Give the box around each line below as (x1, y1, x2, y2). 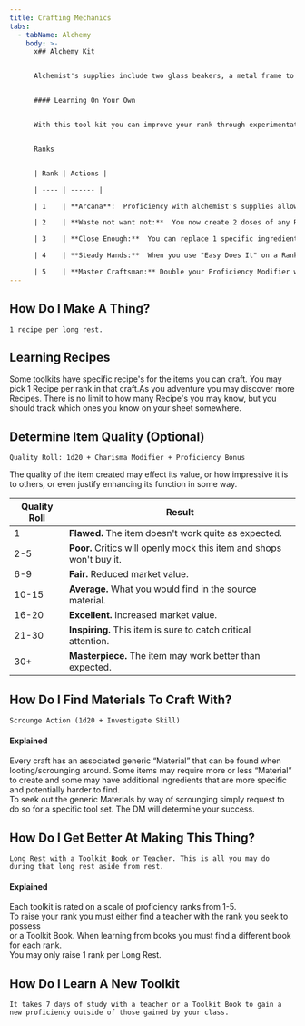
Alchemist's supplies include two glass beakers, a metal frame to (33, 72, 295, 81)
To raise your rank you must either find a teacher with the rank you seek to (9, 911, 289, 922)
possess (9, 921, 41, 931)
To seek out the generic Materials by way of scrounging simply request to (9, 794, 285, 805)
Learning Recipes (9, 349, 111, 364)
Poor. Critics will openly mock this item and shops (68, 542, 282, 554)
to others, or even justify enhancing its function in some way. (9, 479, 238, 490)
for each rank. (9, 940, 62, 951)
